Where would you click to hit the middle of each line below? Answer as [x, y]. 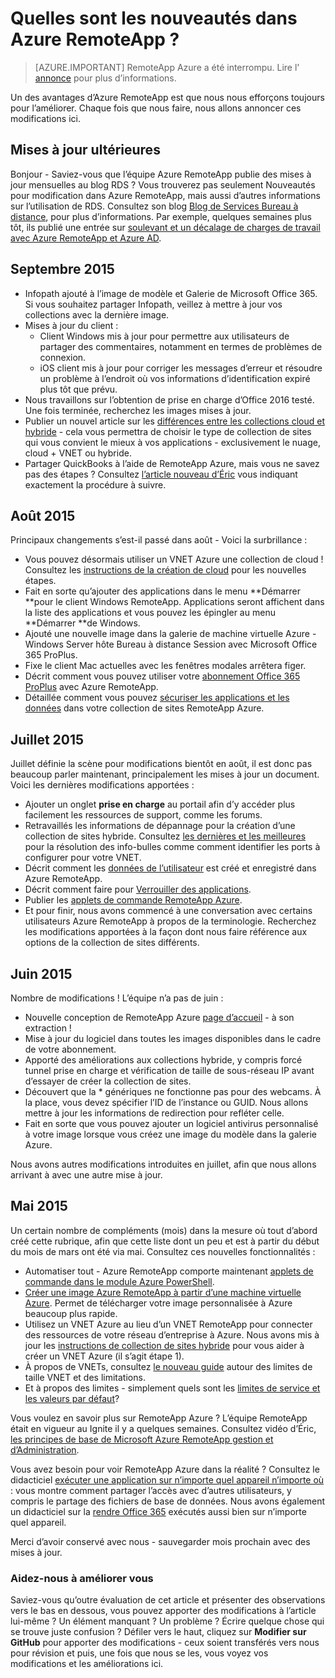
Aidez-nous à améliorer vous [82, 1578]
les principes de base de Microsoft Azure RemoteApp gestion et [142, 1439]
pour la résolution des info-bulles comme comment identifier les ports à [172, 847]
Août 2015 [43, 515]
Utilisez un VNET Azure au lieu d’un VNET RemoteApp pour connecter [168, 1324]
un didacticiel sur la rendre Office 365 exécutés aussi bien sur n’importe [158, 1511]
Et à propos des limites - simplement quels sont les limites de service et [172, 1388]
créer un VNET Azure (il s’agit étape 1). [104, 1356]
